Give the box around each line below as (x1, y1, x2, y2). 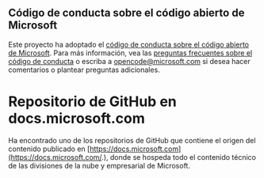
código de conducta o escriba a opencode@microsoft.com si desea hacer (8, 56, 251, 66)
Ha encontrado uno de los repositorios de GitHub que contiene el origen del (8, 135, 256, 145)
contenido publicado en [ (8, 144, 90, 153)
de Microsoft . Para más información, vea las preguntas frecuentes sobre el (8, 47, 253, 58)
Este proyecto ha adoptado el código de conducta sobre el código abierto (8, 40, 250, 49)
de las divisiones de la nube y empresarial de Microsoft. (8, 161, 190, 170)
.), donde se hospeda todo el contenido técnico (101, 152, 256, 161)
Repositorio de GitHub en (8, 93, 177, 110)
